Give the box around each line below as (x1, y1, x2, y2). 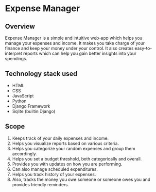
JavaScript (12, 93, 34, 98)
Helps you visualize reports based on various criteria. (12, 140, 119, 146)
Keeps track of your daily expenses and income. (12, 135, 109, 141)
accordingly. (12, 151, 37, 157)
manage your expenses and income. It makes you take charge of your (5, 40, 145, 46)
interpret (5, 50, 23, 56)
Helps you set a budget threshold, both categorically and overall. (12, 156, 142, 161)
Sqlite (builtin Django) (12, 108, 56, 114)
